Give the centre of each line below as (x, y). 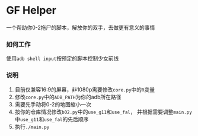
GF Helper (31, 10)
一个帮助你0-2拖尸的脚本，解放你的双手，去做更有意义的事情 (81, 27)
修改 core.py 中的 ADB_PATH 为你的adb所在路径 (68, 97)
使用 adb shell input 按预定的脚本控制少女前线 (63, 58)
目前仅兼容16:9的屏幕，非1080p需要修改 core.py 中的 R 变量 (85, 89)
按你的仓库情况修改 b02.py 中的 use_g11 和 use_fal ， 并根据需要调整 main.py (103, 112)
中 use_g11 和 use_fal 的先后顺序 (52, 119)
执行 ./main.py (32, 126)
